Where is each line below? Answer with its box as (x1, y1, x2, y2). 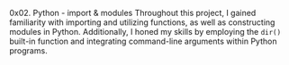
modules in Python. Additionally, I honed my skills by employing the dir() (9, 27, 282, 37)
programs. (9, 45, 48, 56)
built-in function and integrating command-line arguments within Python (9, 36, 277, 46)
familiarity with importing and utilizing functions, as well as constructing (9, 17, 275, 28)
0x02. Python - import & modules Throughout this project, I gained (9, 8, 257, 18)
